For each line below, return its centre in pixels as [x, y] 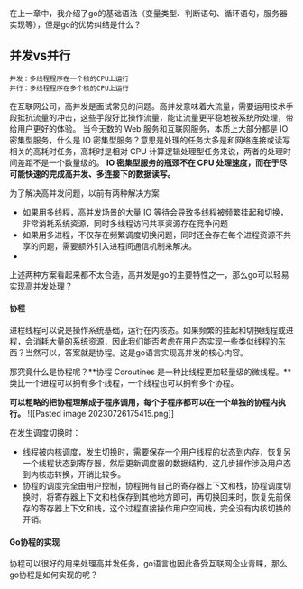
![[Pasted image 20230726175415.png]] [100, 414]
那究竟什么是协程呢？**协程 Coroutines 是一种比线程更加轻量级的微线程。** [151, 372]
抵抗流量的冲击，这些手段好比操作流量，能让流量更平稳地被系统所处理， [151, 117]
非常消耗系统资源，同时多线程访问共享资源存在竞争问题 [125, 223]
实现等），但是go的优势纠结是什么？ [75, 24]
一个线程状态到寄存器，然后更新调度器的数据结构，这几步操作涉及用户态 [156, 464]
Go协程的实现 [35, 542]
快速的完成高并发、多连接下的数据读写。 [100, 173]
